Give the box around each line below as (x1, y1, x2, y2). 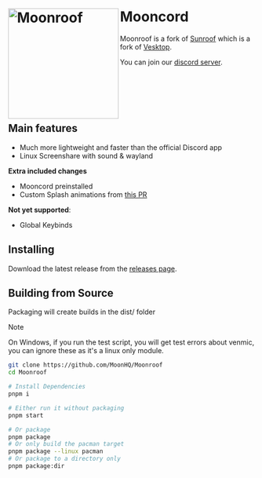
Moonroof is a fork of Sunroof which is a (120, 34, 251, 43)
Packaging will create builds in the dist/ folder (8, 307, 155, 317)
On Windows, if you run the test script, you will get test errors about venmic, (8, 338, 255, 347)
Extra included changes (8, 166, 88, 176)
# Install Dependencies (8, 383, 86, 391)
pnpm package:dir (8, 462, 65, 470)
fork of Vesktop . (120, 42, 173, 51)
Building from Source (8, 286, 114, 300)
